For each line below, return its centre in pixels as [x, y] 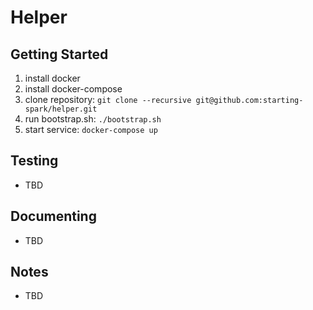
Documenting [53, 216]
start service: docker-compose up [91, 129]
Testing [34, 161]
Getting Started [59, 54]
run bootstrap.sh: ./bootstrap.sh [93, 119]
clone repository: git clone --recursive [108, 99]
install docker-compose [73, 89]
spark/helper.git [61, 109]
